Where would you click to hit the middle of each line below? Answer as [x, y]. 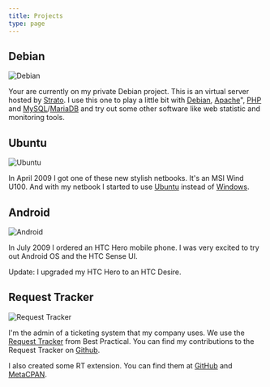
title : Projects [36, 16]
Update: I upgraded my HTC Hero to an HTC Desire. [95, 272]
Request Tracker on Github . [54, 350]
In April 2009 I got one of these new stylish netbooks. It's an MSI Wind [126, 178]
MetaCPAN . [28, 374]
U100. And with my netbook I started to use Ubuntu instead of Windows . [129, 187]
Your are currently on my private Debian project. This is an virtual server [129, 92]
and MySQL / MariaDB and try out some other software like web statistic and [135, 109]
